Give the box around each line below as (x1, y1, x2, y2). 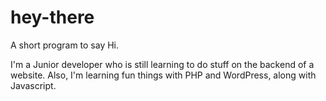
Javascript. (10, 79, 57, 91)
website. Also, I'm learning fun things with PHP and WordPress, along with (10, 69, 317, 81)
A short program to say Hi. (10, 39, 120, 51)
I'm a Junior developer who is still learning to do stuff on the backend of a (10, 58, 315, 70)
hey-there (10, 6, 95, 29)
